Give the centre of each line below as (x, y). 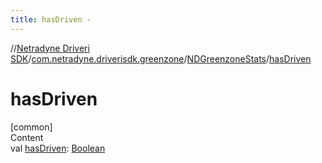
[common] (31, 127)
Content (27, 137)
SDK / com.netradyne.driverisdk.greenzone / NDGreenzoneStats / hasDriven (161, 58)
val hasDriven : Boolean (58, 148)
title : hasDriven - (51, 19)
